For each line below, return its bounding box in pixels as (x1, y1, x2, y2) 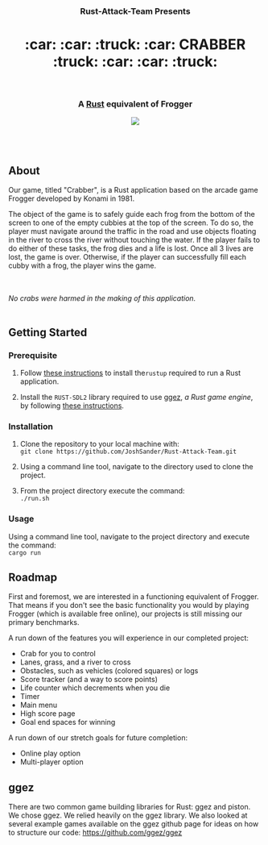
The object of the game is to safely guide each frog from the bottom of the (8, 210, 256, 219)
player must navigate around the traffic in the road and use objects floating (8, 227, 257, 236)
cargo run (8, 548, 42, 557)
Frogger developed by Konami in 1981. (8, 194, 135, 203)
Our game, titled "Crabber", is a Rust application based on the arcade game (8, 185, 259, 195)
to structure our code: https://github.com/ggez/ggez (8, 828, 183, 838)
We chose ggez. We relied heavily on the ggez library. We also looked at (8, 810, 248, 820)
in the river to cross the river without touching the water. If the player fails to (8, 235, 260, 245)
